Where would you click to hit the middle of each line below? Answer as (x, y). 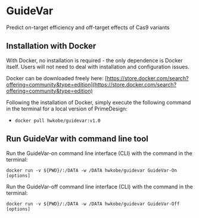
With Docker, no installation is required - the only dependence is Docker (94, 60)
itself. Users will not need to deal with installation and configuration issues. (98, 67)
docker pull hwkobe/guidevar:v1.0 (57, 121)
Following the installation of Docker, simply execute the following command (99, 102)
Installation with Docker (51, 46)
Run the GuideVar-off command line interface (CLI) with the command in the (99, 187)
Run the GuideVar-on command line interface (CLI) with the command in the (99, 153)
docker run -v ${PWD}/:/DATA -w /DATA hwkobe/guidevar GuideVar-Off (93, 204)
